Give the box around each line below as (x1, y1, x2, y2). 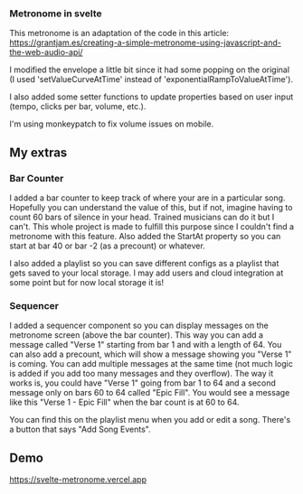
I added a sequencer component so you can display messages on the (9, 320, 269, 331)
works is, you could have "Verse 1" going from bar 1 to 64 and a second (9, 377, 276, 388)
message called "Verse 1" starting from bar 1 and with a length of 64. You (9, 340, 282, 350)
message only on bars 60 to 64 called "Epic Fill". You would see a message (9, 387, 290, 398)
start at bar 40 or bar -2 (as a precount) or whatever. (9, 240, 205, 251)
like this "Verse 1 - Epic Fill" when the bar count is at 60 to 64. (9, 396, 240, 408)
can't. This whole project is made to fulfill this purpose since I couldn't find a (9, 220, 295, 232)
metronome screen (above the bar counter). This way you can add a (9, 330, 264, 340)
